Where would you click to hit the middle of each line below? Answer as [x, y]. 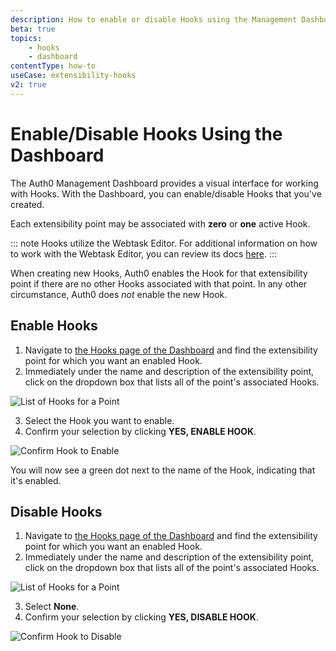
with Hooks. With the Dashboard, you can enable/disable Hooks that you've [166, 193]
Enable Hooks [54, 326]
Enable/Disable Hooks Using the [146, 133]
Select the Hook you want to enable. [99, 420]
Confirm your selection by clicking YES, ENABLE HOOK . [140, 431]
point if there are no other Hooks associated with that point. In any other [159, 283]
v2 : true [28, 85]
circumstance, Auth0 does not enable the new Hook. [119, 294]
